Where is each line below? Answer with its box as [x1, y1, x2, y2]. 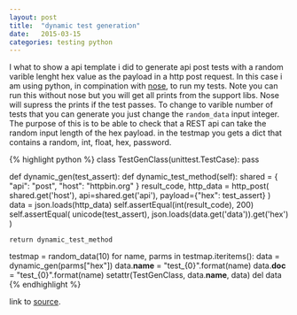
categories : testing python [9, 37, 113, 47]
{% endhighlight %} [9, 280, 82, 290]
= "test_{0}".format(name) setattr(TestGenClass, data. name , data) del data [9, 270, 282, 280]
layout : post [9, 12, 58, 22]
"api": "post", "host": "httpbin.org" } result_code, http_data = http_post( [9, 181, 270, 191]
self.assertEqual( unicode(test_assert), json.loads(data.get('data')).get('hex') [9, 209, 289, 219]
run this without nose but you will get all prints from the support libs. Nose [9, 90, 279, 101]
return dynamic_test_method [9, 235, 113, 244]
